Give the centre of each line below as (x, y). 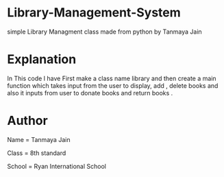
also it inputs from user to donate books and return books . (90, 93)
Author (27, 121)
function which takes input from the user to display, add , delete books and (113, 85)
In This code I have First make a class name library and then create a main (112, 78)
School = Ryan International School (57, 166)
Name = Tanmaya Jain (39, 139)
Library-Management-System (94, 13)
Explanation (42, 59)
